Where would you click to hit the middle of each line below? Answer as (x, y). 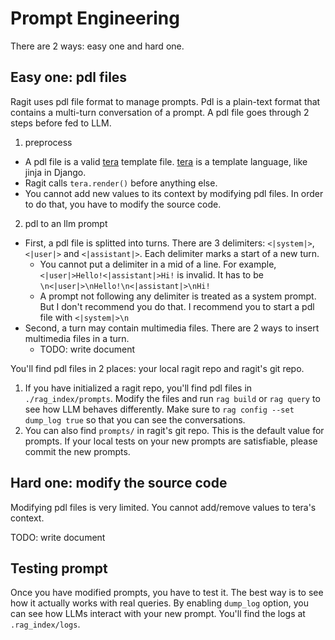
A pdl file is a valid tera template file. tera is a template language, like (166, 161)
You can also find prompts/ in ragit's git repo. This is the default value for (174, 430)
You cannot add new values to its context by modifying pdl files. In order (174, 193)
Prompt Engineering (95, 18)
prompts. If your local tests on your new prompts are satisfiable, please (171, 441)
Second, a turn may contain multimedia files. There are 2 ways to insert (172, 328)
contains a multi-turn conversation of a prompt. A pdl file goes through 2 (160, 112)
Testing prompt (59, 568)
